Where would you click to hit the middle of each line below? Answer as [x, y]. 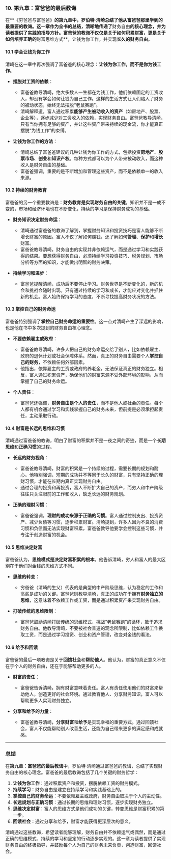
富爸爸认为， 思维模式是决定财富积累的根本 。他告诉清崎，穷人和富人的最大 [83, 560]
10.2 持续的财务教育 [26, 190]
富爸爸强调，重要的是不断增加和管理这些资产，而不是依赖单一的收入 [92, 171]
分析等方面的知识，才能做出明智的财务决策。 [67, 262]
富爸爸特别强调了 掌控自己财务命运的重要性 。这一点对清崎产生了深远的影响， [85, 321]
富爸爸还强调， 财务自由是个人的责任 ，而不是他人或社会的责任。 [87, 403]
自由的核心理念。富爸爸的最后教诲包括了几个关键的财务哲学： [74, 772]
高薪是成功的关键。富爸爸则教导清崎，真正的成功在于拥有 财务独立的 [92, 594]
